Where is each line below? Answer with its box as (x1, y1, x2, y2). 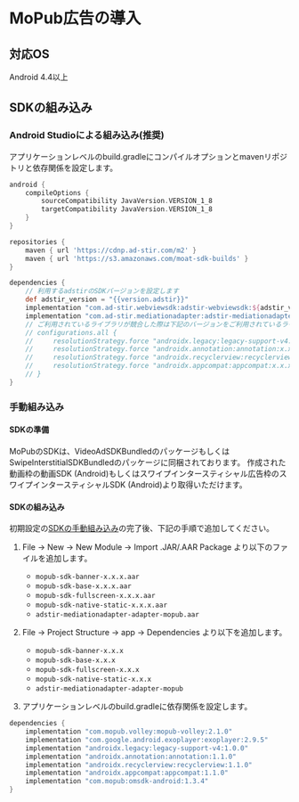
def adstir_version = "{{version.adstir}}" (25, 295, 190, 304)
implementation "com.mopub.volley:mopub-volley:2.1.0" (25, 727, 233, 736)
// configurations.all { (25, 328, 117, 337)
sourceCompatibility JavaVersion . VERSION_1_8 (41, 197, 214, 206)
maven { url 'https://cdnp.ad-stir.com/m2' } (25, 246, 198, 255)
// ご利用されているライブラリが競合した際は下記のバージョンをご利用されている (25, 320, 282, 329)
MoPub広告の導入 (9, 8, 141, 29)
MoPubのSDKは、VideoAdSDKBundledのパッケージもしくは (9, 446, 230, 456)
